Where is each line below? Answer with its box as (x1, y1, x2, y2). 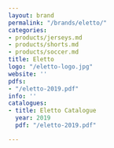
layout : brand (8, 11, 55, 20)
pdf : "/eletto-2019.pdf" (15, 121, 97, 129)
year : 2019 (15, 114, 51, 122)
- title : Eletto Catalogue (8, 107, 97, 115)
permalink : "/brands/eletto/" (8, 19, 108, 27)
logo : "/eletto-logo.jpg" (8, 63, 93, 71)
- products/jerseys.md (8, 33, 83, 42)
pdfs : (8, 77, 26, 85)
